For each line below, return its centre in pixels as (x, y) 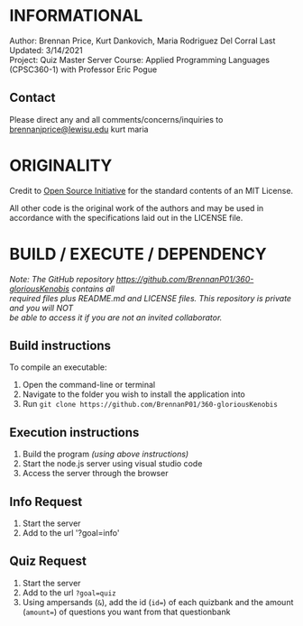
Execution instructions (74, 433)
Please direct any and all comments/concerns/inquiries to (116, 119)
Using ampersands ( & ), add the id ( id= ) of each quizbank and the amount (158, 602)
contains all (93, 289)
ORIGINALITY (61, 166)
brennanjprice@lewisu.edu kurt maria (79, 129)
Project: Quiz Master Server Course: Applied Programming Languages (140, 60)
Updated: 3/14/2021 (46, 50)
